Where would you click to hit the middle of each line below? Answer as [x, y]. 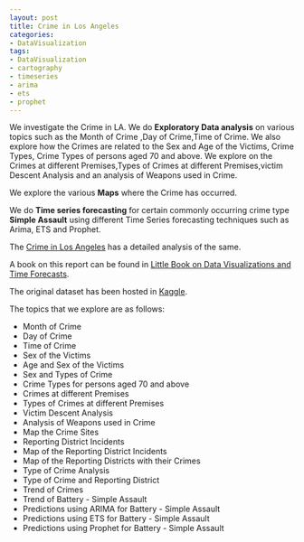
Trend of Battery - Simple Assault [85, 500]
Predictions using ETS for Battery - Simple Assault [116, 519]
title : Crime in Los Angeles [64, 26]
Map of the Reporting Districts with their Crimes [111, 461]
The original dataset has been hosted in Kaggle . [99, 292]
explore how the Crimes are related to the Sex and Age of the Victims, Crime [152, 146]
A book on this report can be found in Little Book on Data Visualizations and [150, 265]
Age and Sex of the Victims [73, 365]
